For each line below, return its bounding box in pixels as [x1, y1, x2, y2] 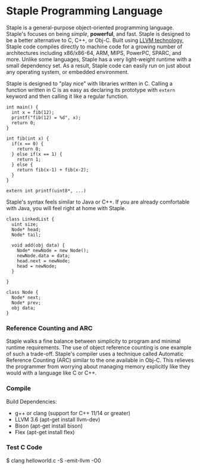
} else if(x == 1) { [11, 151, 62, 157]
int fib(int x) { [6, 136, 49, 142]
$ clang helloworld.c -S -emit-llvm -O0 [6, 457, 101, 464]
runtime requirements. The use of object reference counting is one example [6, 344, 192, 351]
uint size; [11, 221, 39, 228]
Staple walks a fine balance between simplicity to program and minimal [6, 337, 181, 345]
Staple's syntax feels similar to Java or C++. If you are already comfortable [6, 198, 190, 205]
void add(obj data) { [11, 242, 65, 248]
